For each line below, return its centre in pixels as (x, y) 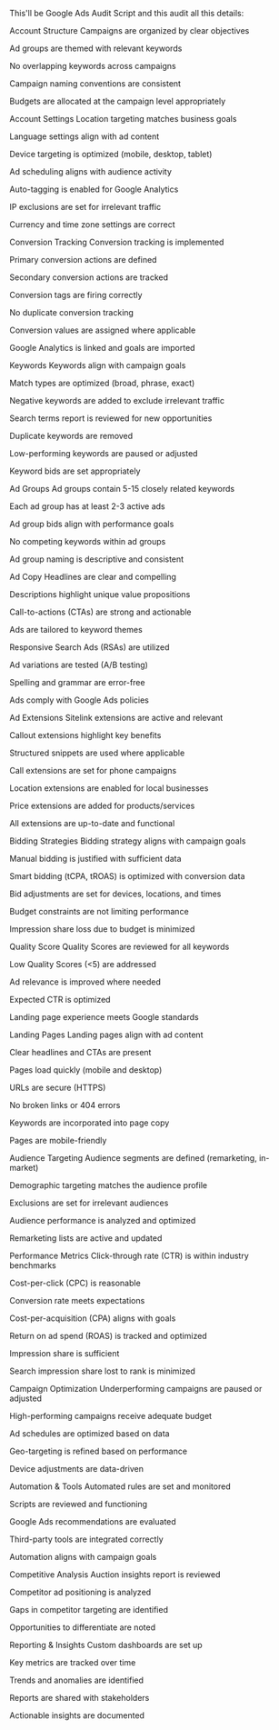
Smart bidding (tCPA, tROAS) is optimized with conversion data (127, 876)
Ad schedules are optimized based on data (90, 1434)
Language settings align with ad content (85, 136)
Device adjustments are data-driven (76, 1469)
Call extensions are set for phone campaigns (93, 770)
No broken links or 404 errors (65, 1105)
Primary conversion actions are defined (83, 260)
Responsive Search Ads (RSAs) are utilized (90, 647)
